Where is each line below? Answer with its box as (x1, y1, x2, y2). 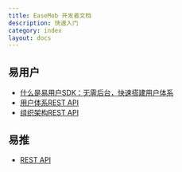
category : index (8, 26, 62, 34)
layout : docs (8, 33, 52, 42)
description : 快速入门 (8, 19, 79, 27)
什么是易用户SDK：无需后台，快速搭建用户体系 (19, 88, 174, 98)
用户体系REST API (19, 98, 79, 107)
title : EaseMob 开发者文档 (8, 11, 91, 20)
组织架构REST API (19, 108, 79, 118)
